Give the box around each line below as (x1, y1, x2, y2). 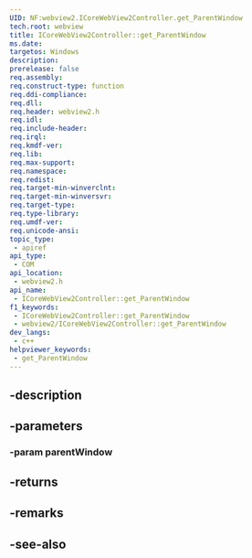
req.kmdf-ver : (9, 141, 64, 150)
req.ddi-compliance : (9, 90, 89, 99)
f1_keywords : (9, 303, 59, 312)
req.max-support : (9, 157, 76, 167)
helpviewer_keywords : (9, 345, 92, 354)
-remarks (9, 505, 64, 521)
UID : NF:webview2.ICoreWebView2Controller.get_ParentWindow (9, 13, 244, 23)
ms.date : (9, 38, 43, 48)
